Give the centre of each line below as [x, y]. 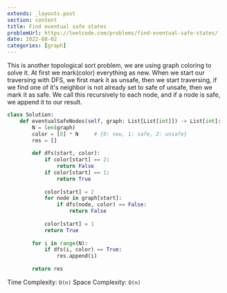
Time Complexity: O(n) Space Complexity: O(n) [74, 282]
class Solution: [30, 115]
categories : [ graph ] [37, 46]
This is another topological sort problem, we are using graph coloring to [109, 65]
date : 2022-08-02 [32, 39]
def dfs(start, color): [66, 153]
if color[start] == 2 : [77, 160]
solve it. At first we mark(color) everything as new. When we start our [106, 73]
